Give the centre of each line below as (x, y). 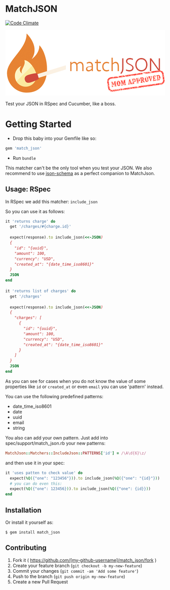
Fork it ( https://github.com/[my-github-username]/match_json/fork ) (84, 560)
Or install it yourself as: (29, 522)
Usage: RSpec (28, 189)
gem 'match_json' (24, 148)
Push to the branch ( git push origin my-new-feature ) (69, 576)
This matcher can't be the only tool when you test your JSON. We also (79, 168)
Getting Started (39, 124)
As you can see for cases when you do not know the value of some (76, 381)
